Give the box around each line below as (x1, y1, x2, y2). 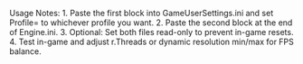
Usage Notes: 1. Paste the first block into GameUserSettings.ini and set (9, 8, 274, 18)
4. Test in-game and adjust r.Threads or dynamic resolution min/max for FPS (9, 36, 294, 47)
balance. (9, 46, 43, 57)
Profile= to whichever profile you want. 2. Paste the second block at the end (9, 17, 293, 28)
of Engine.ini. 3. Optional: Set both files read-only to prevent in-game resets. (9, 27, 294, 37)
